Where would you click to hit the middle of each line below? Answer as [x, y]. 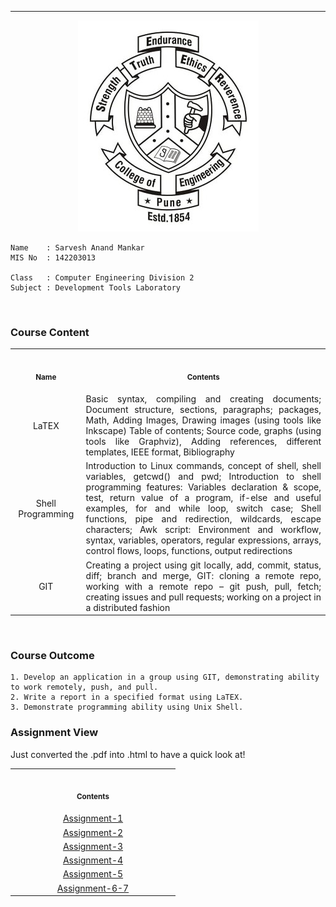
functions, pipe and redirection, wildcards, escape [203, 519]
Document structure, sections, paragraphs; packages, [203, 410]
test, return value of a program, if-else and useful [203, 498]
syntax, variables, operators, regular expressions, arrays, [203, 540]
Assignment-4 [93, 860]
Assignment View [54, 733]
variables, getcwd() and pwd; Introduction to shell [203, 477]
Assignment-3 [93, 846]
